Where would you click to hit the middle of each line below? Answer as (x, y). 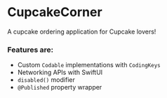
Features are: (31, 50)
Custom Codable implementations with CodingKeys (89, 65)
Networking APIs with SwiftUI (60, 72)
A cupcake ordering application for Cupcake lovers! (82, 31)
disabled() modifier (46, 80)
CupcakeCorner (55, 12)
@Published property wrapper (60, 87)
